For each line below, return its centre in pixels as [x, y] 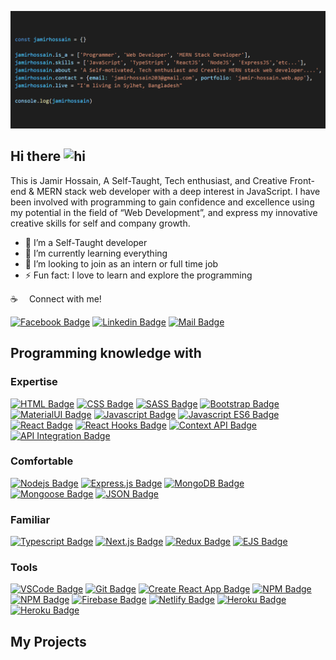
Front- [302, 180]
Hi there [36, 156]
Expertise [34, 382]
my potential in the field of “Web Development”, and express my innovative [164, 212]
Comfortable [42, 461]
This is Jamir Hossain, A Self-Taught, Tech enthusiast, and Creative [149, 180]
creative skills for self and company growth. [100, 223]
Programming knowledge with [106, 353]
